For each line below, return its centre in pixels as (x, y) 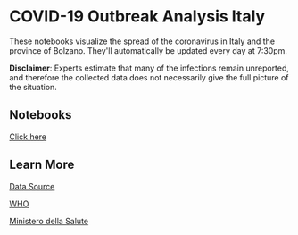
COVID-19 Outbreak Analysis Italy (137, 17)
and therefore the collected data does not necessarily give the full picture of (149, 77)
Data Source (32, 186)
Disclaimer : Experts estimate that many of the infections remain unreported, (149, 68)
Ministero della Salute (49, 221)
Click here (28, 137)
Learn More (42, 165)
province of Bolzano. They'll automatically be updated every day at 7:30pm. (149, 50)
